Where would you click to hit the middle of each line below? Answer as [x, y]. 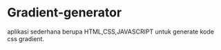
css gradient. [26, 38]
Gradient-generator [65, 13]
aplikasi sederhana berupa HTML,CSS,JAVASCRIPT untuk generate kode [110, 32]
